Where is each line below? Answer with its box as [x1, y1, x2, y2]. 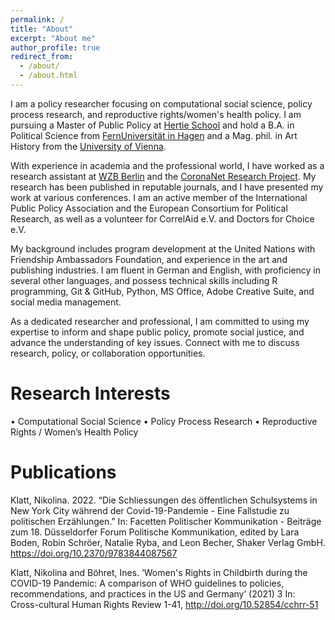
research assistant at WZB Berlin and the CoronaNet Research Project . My [10, 170, 317, 182]
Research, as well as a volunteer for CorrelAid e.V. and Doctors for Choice [10, 212, 315, 225]
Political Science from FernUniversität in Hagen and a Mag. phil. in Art [10, 129, 298, 141]
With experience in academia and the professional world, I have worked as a [10, 159, 325, 171]
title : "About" [10, 24, 74, 34]
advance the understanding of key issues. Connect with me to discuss [10, 336, 300, 348]
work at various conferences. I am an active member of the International [10, 191, 308, 203]
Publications [10, 461, 117, 483]
